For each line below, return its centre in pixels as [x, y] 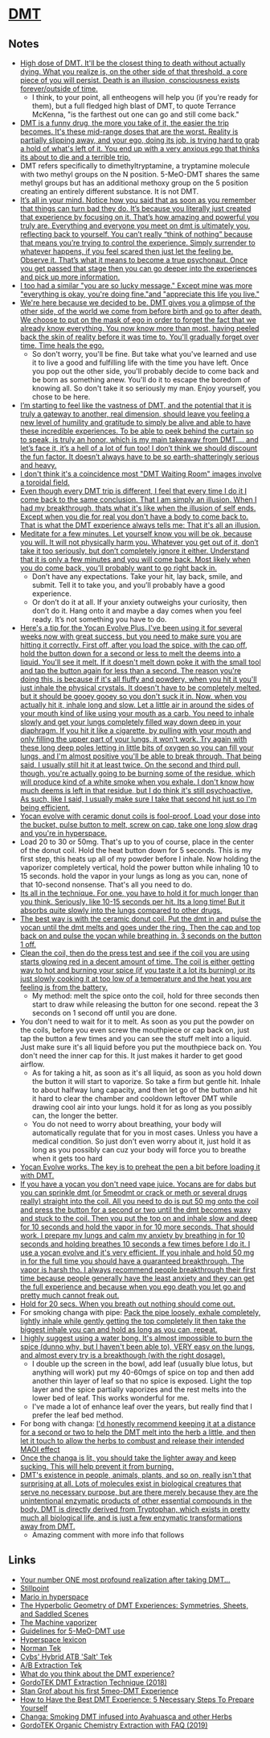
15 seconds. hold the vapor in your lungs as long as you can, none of [134, 876]
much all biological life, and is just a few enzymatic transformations [131, 1518]
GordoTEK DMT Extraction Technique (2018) [93, 1682]
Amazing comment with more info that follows [108, 1535]
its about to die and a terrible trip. [75, 157]
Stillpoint [35, 1588]
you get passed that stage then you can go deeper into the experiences [138, 268]
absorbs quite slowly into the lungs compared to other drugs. [121, 910]
